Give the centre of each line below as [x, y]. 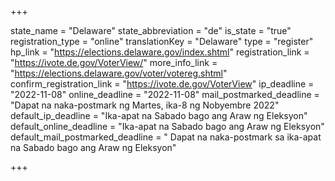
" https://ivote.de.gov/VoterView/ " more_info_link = [114, 62]
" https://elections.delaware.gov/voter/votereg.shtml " [119, 73]
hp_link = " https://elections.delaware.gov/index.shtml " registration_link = [160, 52]
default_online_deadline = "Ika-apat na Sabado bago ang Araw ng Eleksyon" [167, 126]
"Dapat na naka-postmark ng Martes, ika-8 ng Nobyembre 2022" [145, 105]
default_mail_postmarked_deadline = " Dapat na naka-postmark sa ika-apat [166, 137]
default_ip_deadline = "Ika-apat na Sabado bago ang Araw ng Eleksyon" [159, 115]
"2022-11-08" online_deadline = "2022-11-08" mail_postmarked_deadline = [165, 94]
